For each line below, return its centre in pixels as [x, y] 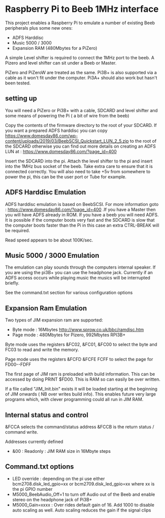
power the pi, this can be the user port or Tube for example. [66, 177]
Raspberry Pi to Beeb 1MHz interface [82, 9]
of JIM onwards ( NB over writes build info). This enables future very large [81, 394]
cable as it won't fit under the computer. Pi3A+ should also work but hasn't [81, 78]
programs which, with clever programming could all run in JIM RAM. [74, 399]
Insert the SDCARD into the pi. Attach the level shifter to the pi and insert [79, 161]
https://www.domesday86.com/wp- [41, 136]
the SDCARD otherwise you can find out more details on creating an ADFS [81, 146]
